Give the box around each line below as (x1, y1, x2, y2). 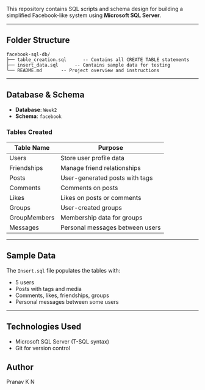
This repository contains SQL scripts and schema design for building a (6, 6, 183, 12)
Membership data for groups (60, 213, 143, 222)
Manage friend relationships (60, 163, 142, 172)
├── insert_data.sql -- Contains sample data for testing (6, 62, 171, 68)
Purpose (98, 143, 123, 152)
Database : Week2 (15, 106, 57, 113)
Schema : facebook (15, 112, 62, 120)
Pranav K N (6, 378, 35, 386)
